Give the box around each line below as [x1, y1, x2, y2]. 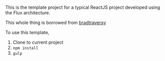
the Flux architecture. [5, 10, 50, 16]
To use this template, [5, 29, 50, 35]
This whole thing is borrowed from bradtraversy [5, 20, 107, 25]
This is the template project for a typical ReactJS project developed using [5, 5, 160, 10]
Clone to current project [12, 39, 64, 45]
